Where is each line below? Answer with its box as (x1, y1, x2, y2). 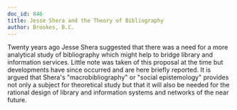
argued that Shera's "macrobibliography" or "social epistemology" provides (7, 73, 229, 82)
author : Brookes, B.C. (7, 23, 75, 31)
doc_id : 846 (7, 10, 43, 18)
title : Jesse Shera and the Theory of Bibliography (7, 17, 164, 24)
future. (7, 96, 27, 104)
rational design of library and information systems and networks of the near (7, 88, 229, 97)
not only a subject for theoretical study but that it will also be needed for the (7, 81, 230, 89)
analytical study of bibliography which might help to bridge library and (7, 50, 214, 59)
